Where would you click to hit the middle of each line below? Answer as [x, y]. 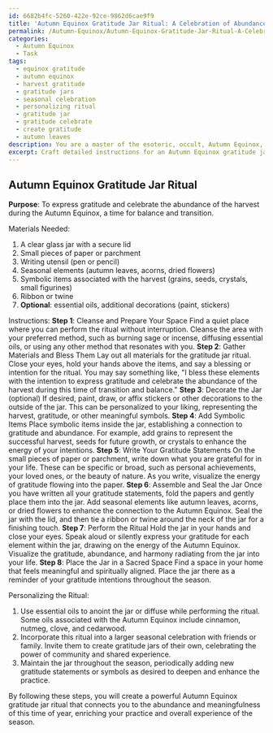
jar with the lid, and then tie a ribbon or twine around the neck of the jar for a [136, 519]
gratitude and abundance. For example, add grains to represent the [121, 433]
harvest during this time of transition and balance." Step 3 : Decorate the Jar [135, 390]
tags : [17, 62]
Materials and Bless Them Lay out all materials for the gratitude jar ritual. [130, 355]
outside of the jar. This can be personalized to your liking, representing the [133, 407]
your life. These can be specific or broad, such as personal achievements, [132, 467]
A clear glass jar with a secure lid [76, 245]
